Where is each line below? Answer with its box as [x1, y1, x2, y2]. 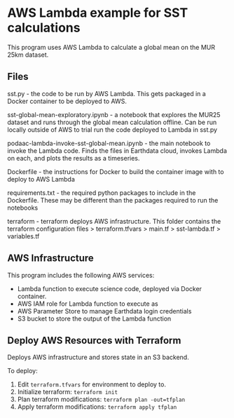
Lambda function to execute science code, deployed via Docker [17, 284, 202, 292]
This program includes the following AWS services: [7, 271, 155, 279]
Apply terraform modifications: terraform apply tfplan [17, 403, 177, 411]
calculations [7, 20, 81, 36]
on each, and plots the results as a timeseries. [7, 154, 140, 162]
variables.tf [7, 231, 40, 240]
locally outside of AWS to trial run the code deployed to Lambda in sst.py [7, 125, 218, 134]
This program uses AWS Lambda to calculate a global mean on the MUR [7, 43, 216, 51]
